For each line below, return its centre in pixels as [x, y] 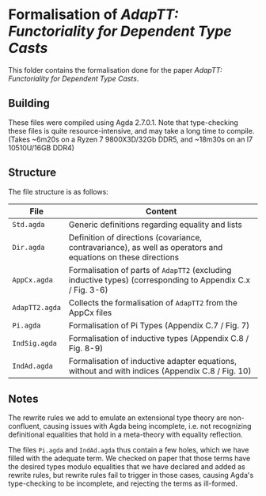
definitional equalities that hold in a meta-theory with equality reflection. [125, 435]
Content [161, 211]
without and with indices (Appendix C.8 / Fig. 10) [160, 371]
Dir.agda [28, 247]
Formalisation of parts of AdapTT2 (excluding [150, 270]
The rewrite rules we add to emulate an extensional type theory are [118, 418]
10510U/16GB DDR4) [42, 147]
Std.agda [28, 224]
